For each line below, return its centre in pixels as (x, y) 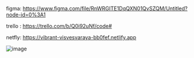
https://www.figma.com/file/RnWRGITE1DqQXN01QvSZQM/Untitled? (105, 8)
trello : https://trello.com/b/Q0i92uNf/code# (59, 26)
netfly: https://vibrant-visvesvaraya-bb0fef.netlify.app (71, 37)
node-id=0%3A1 (26, 15)
